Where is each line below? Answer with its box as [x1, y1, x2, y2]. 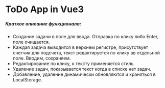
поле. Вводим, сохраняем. [12, 55, 71, 62]
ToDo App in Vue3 [5, 4, 84, 15]
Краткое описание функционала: [5, 20, 82, 26]
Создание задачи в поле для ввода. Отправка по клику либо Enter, [12, 34, 159, 40]
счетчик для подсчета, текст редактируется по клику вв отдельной [12, 50, 160, 56]
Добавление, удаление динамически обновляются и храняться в [12, 71, 156, 77]
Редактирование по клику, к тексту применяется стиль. [12, 61, 135, 67]
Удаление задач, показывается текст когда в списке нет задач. [12, 66, 152, 72]
